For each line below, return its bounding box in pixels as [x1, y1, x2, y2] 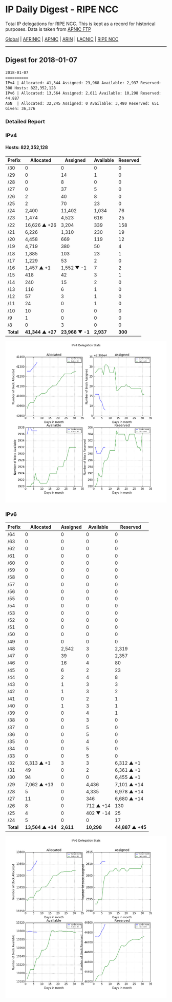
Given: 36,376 [5, 106, 36, 111]
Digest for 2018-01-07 [5, 55, 78, 65]
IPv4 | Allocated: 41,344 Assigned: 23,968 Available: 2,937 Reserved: [5, 80, 161, 85]
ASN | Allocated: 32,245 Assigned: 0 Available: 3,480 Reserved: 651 [5, 101, 159, 106]
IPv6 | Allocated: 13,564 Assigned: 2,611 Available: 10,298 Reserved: [5, 90, 161, 96]
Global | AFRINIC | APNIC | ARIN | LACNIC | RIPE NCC [5, 36, 119, 42]
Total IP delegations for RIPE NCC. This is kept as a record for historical [5, 21, 156, 27]
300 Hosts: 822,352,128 [5, 85, 56, 90]
